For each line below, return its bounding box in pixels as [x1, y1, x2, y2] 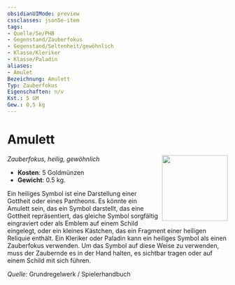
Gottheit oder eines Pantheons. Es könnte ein [7, 197, 138, 205]
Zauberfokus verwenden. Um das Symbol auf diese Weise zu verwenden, [7, 241, 219, 249]
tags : [7, 23, 23, 30]
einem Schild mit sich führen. [7, 256, 92, 265]
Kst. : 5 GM [7, 95, 39, 102]
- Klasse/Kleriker [7, 50, 61, 57]
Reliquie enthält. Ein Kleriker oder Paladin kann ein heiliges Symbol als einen [7, 234, 227, 242]
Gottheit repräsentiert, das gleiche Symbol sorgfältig [7, 211, 159, 220]
